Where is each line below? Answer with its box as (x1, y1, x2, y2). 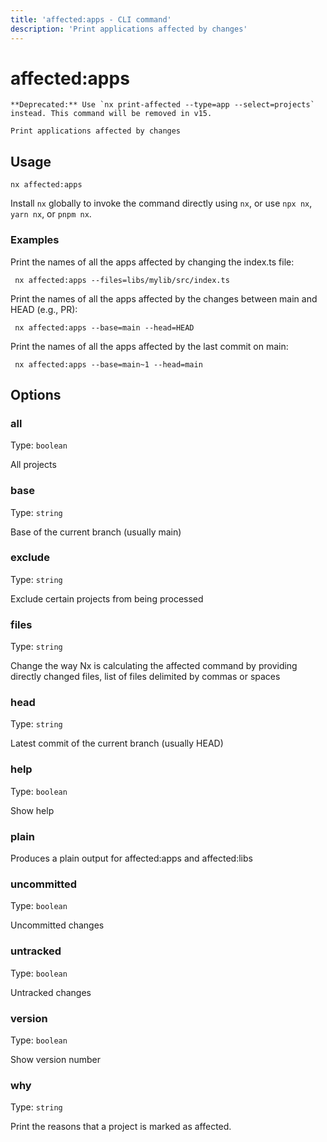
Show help (10, 804, 55, 816)
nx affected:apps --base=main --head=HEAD (14, 322, 195, 333)
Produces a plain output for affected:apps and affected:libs (10, 852, 253, 865)
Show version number (10, 1053, 102, 1065)
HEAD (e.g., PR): (10, 303, 78, 315)
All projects (10, 459, 57, 471)
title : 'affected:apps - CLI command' (10, 14, 172, 25)
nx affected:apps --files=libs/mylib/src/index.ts (14, 275, 230, 285)
